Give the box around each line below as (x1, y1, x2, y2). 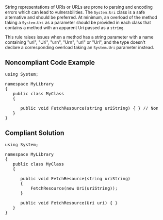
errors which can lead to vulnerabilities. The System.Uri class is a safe (5, 9, 146, 15)
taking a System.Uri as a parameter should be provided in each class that (5, 19, 151, 25)
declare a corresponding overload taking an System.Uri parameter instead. (5, 45, 154, 50)
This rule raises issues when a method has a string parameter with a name (5, 34, 154, 40)
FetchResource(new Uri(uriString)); (31, 186, 118, 191)
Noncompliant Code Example (5, 58, 95, 67)
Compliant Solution (5, 129, 65, 137)
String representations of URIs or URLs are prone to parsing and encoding (5, 4, 153, 10)
